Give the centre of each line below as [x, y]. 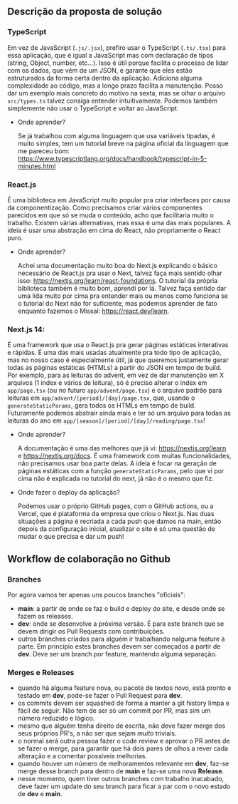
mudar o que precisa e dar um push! [71, 537]
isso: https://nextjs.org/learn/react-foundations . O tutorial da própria [118, 280]
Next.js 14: [26, 329]
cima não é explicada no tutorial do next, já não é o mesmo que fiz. [116, 479]
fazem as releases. [45, 616]
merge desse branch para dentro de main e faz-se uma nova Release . [121, 771]
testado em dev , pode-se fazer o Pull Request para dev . [100, 696]
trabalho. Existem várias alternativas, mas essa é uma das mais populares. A [119, 222]
